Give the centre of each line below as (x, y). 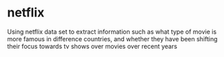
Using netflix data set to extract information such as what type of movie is (112, 32)
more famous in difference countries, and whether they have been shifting (113, 38)
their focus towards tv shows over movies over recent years (92, 46)
